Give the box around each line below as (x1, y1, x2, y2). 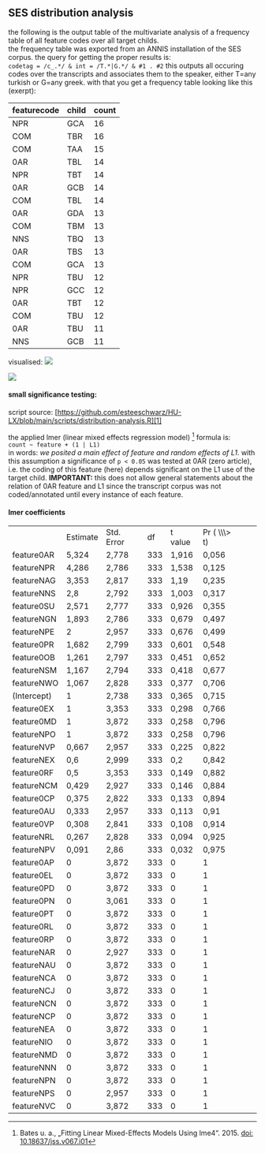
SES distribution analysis (8, 6, 134, 20)
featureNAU (12, 959, 57, 970)
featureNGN (12, 613, 57, 624)
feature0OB (12, 652, 55, 663)
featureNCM (12, 780, 58, 791)
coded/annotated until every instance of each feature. (8, 489, 184, 499)
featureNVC (12, 1100, 56, 1111)
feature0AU (12, 805, 55, 816)
